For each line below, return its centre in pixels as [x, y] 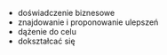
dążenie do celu [47, 31]
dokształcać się [46, 41]
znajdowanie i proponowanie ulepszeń [88, 22]
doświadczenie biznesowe [66, 13]
